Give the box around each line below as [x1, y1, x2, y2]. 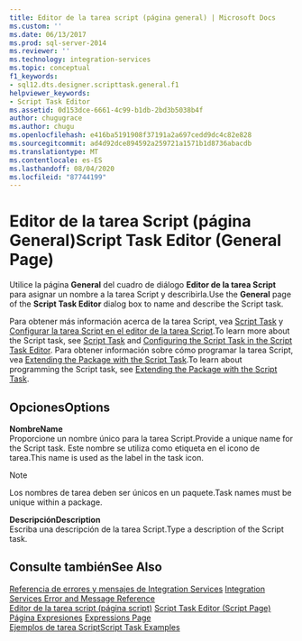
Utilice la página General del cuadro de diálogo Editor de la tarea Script [9, 279, 277, 290]
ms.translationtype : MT [9, 147, 99, 156]
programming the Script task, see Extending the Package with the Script [9, 364, 278, 375]
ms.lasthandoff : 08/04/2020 [9, 164, 115, 173]
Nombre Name [9, 424, 63, 434]
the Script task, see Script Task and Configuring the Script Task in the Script [9, 335, 293, 346]
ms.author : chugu [9, 123, 75, 132]
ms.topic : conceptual [9, 64, 91, 73]
